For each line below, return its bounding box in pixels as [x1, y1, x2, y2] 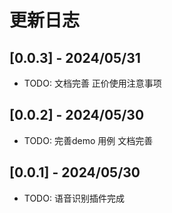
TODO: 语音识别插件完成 [23, 192, 125, 204]
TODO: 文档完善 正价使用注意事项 [23, 77, 162, 89]
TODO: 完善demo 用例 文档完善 [23, 134, 154, 146]
